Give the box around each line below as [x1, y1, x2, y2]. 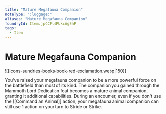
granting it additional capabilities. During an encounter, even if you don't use [5, 93, 161, 99]
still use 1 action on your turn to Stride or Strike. [5, 103, 102, 109]
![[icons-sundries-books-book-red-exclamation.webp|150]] [5, 68, 126, 74]
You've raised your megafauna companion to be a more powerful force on [5, 77, 156, 83]
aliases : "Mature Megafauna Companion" [5, 16, 88, 21]
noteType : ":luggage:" [5, 12, 52, 17]
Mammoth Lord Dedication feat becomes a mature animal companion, [5, 87, 148, 94]
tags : [5, 26, 16, 31]
